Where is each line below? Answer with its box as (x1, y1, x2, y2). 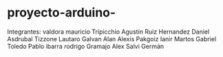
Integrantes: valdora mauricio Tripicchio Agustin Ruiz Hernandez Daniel (7, 27, 210, 36)
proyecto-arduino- (7, 5, 116, 21)
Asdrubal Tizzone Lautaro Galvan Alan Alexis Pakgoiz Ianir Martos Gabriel (7, 34, 217, 43)
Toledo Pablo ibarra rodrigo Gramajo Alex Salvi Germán (7, 42, 164, 50)
